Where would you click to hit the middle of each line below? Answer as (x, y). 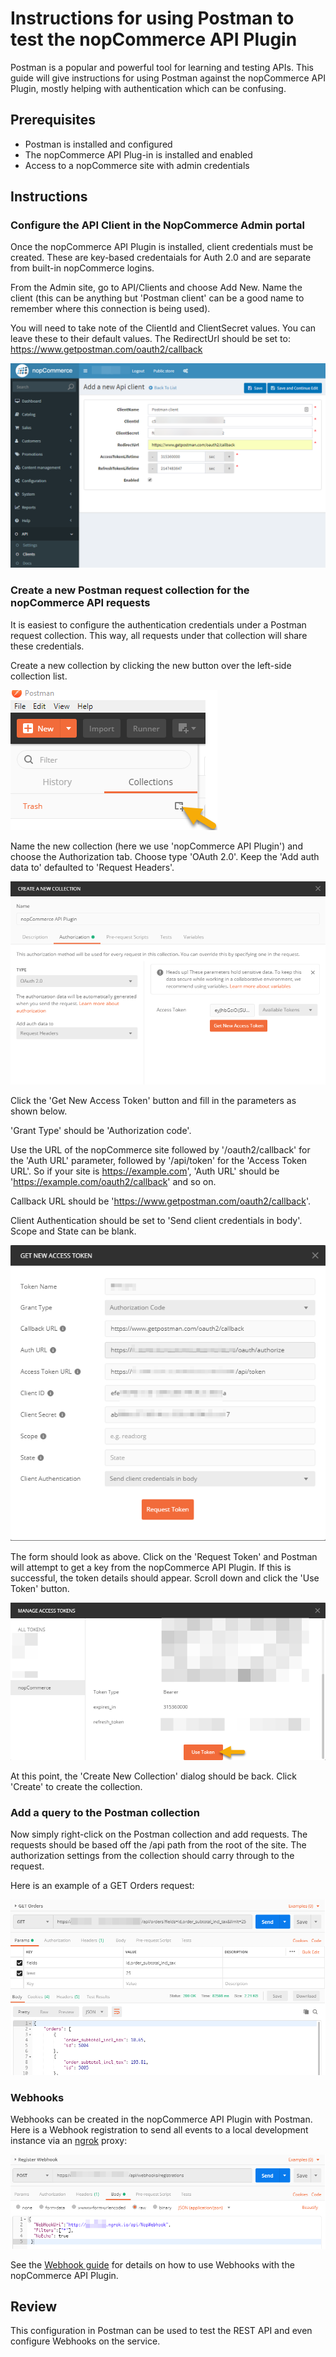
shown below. (39, 1111)
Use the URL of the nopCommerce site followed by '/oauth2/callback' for (160, 1149)
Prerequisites (53, 120)
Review (34, 2306)
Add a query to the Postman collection (105, 1812)
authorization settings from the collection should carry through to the (152, 1856)
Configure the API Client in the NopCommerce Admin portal (157, 225)
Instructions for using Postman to (152, 18)
